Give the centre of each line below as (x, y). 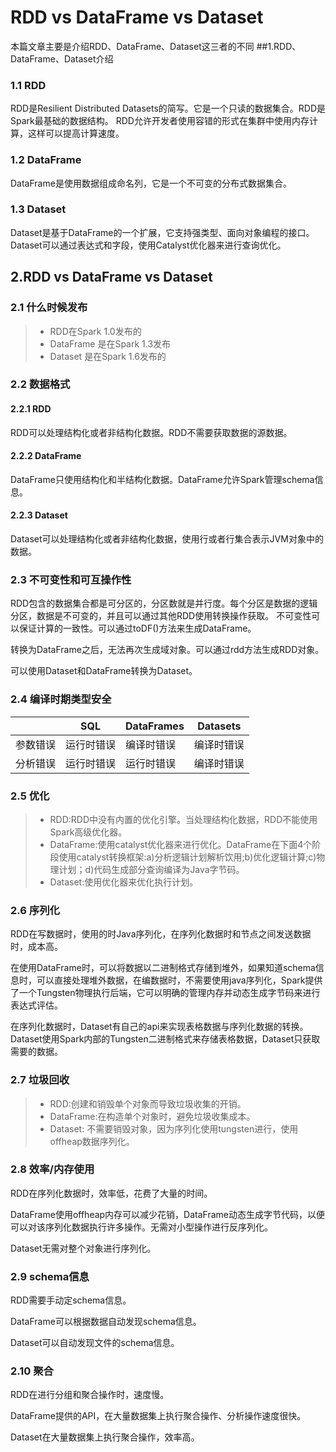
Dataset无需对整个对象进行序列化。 (83, 1248)
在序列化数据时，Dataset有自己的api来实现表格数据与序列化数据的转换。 (159, 1027)
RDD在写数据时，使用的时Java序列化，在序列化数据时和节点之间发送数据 (161, 934)
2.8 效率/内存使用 (52, 1169)
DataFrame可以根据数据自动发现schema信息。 (106, 1322)
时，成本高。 (36, 947)
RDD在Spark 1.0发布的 (95, 331)
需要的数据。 (36, 1052)
